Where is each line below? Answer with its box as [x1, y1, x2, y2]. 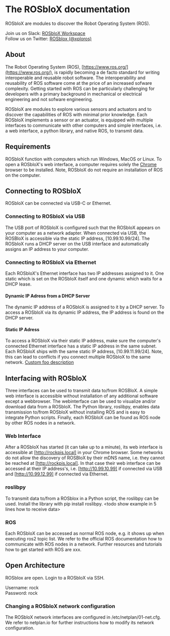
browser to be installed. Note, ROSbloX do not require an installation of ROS [5, 167, 163, 173]
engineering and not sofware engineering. [5, 96, 93, 102]
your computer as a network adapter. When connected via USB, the [5, 230, 146, 236]
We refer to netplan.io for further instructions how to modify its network [5, 620, 154, 626]
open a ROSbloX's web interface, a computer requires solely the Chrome [5, 161, 157, 167]
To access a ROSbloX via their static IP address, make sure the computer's [5, 338, 161, 344]
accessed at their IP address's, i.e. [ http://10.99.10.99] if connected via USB [5, 466, 163, 472]
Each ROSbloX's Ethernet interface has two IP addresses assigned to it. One [5, 270, 164, 276]
